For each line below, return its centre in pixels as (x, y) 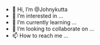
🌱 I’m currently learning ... (44, 22)
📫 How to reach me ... (40, 36)
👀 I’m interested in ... (38, 16)
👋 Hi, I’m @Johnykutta (40, 9)
